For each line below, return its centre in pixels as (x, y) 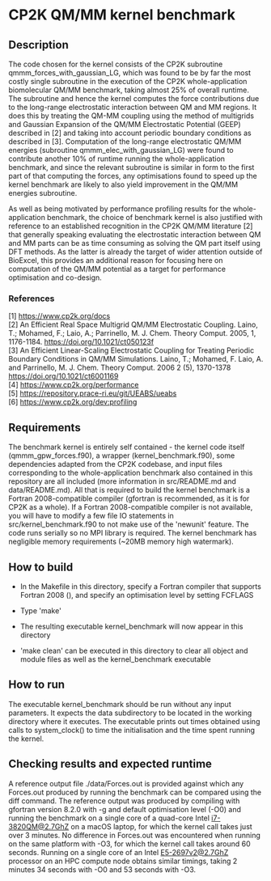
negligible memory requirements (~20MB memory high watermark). (121, 542)
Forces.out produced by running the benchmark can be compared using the (135, 792)
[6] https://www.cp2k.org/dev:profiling (73, 402)
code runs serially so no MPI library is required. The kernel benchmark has (133, 533)
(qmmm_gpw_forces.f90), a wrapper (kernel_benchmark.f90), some (122, 455)
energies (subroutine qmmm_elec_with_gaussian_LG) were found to (121, 150)
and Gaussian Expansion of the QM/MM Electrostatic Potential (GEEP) (125, 124)
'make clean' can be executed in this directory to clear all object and (134, 650)
